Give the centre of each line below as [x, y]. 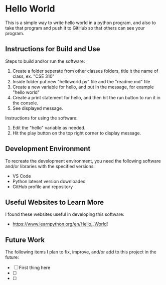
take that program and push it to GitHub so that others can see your [75, 28]
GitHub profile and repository [43, 187]
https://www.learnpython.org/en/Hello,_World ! [60, 224]
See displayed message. [38, 108]
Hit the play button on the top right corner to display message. [77, 133]
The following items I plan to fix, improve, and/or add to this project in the [81, 252]
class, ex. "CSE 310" [34, 76]
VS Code [22, 176]
